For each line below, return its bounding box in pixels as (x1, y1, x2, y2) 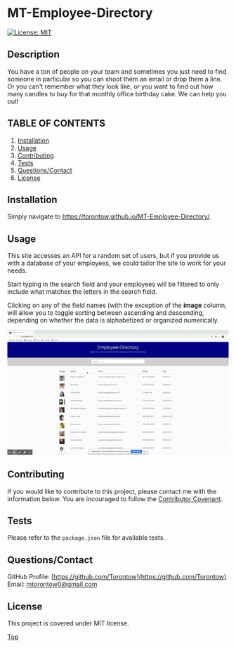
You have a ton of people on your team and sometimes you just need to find (7, 67, 227, 75)
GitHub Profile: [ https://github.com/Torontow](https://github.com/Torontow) (7, 573, 227, 581)
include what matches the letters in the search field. (7, 287, 157, 296)
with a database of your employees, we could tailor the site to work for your (7, 259, 226, 268)
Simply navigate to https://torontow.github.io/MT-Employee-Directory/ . (7, 212, 211, 221)
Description (7, 48, 60, 60)
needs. (7, 266, 27, 275)
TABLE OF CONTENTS (7, 117, 105, 129)
